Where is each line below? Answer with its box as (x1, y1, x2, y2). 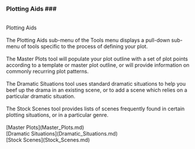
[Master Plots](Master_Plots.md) (6, 124, 84, 131)
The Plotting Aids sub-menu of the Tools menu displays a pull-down (6, 37, 170, 44)
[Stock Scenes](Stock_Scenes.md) (6, 137, 90, 144)
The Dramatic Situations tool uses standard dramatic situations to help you (6, 80, 186, 87)
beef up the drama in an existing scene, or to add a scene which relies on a (6, 87, 187, 94)
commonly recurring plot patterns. (6, 68, 89, 75)
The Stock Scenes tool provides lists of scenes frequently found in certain (6, 105, 185, 113)
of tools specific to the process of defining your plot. (20, 43, 148, 50)
